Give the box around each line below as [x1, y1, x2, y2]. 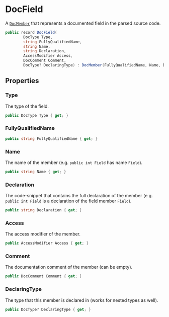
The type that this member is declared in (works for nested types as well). [5, 297, 158, 303]
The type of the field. [5, 103, 49, 109]
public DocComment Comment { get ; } [5, 274, 82, 279]
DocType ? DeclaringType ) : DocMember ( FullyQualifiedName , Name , [23, 63, 161, 68]
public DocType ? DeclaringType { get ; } [5, 307, 92, 312]
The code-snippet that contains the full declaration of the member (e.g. [5, 193, 153, 199]
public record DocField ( [5, 30, 57, 35]
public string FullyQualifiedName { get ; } [5, 136, 98, 141]
